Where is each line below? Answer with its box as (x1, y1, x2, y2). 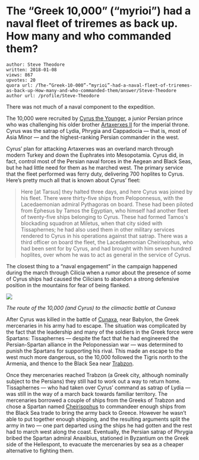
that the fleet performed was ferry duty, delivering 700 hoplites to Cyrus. (6, 170, 184, 177)
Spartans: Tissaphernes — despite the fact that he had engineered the (6, 334, 179, 342)
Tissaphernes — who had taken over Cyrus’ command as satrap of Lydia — (6, 384, 191, 391)
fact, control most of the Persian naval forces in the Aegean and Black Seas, (6, 157, 192, 164)
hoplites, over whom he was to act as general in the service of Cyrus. (20, 251, 191, 258)
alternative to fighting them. (6, 447, 74, 454)
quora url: (6, 82, 33, 88)
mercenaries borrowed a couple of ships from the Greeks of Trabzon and (6, 396, 185, 404)
